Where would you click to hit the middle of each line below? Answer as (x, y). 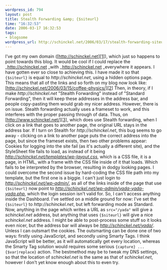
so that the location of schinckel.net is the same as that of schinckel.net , (79, 257)
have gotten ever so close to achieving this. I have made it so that (72, 72)
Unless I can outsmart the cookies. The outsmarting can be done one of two (83, 230)
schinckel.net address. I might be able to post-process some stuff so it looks (83, 220)
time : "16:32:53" (23, 24)
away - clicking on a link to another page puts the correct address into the (81, 135)
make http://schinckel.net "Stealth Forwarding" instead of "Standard (75, 93)
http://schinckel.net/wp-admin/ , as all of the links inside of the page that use (83, 183)
